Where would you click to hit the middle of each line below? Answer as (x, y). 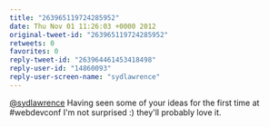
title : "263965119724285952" (65, 18)
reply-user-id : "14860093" (60, 69)
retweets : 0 (32, 43)
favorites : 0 (34, 52)
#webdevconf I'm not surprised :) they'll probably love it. (115, 112)
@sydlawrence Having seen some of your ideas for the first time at (134, 103)
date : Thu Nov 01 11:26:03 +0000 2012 (83, 26)
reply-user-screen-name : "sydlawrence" (85, 77)
